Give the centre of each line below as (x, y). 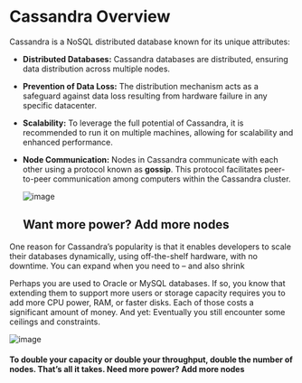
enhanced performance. (67, 142)
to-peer (37, 179)
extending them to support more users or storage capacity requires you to (148, 293)
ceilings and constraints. (55, 322)
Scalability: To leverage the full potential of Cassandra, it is (133, 123)
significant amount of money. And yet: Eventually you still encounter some (147, 312)
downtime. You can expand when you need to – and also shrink (127, 266)
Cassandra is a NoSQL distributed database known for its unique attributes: (150, 42)
